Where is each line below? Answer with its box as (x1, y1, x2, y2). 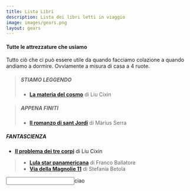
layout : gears (6, 25, 41, 31)
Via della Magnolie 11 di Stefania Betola (29, 166, 126, 173)
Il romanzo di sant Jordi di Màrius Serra (29, 119, 127, 127)
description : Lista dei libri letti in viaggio (6, 14, 126, 20)
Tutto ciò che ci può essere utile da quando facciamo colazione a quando (6, 57, 185, 64)
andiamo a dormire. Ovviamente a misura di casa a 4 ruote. (6, 62, 150, 70)
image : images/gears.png (6, 19, 67, 25)
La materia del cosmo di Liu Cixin (29, 91, 112, 98)
